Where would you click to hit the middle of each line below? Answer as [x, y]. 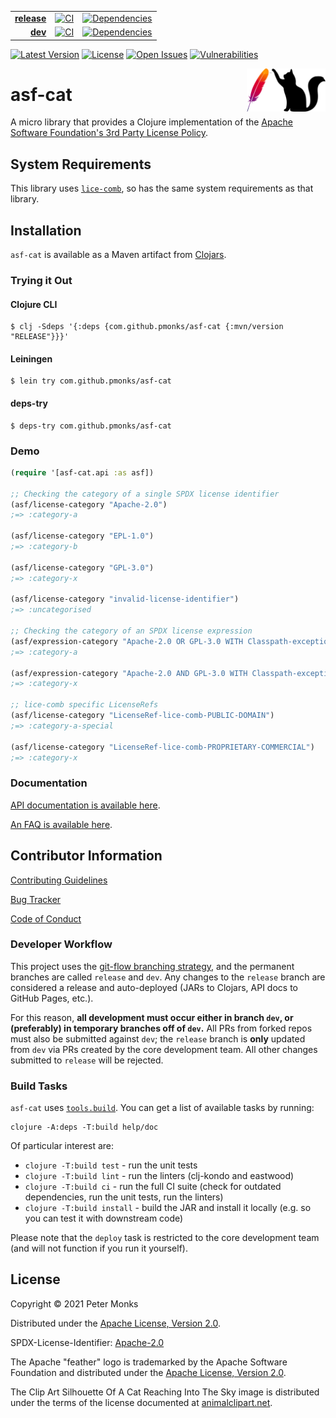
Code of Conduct [46, 918]
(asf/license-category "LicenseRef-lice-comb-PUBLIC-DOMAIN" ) [142, 716]
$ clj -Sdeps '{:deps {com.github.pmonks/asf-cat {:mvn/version [147, 327]
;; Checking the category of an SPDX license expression [131, 631]
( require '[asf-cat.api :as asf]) [82, 472]
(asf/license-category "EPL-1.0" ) [82, 536]
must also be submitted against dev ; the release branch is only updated [158, 1038]
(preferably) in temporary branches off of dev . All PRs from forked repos [161, 1028]
